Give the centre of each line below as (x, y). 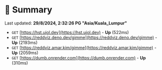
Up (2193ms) (24, 42)
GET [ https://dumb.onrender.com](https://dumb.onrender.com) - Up (79, 58)
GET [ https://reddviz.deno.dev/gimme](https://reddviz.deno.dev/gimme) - (84, 37)
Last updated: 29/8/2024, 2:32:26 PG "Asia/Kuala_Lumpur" (66, 23)
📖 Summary (28, 10)
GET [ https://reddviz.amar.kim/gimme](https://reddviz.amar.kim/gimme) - (84, 47)
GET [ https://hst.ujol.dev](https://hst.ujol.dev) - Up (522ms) (70, 32)
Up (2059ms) (25, 53)
